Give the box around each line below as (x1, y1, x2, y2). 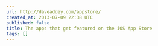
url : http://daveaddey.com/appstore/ (6, 8, 101, 15)
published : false (6, 20, 50, 26)
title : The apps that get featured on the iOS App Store (6, 25, 153, 32)
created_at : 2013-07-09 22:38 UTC (6, 14, 93, 20)
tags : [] (6, 31, 28, 37)
